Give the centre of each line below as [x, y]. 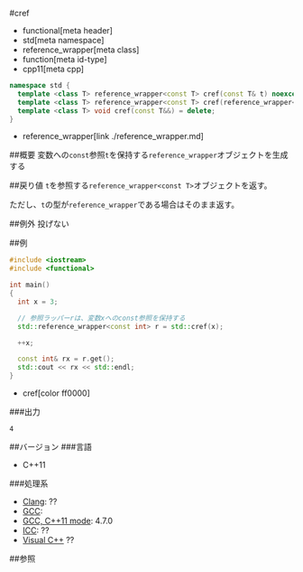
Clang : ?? [40, 502]
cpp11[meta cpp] [53, 69]
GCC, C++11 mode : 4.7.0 [68, 520]
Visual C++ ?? [48, 540]
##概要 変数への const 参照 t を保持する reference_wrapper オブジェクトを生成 [149, 155]
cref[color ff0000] [56, 393]
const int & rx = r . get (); [66, 359]
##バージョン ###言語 [50, 447]
